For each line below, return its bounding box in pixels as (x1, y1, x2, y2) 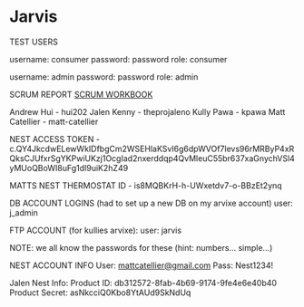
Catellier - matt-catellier (9, 116, 99, 127)
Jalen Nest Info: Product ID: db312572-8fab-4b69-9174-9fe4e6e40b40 (9, 277, 278, 288)
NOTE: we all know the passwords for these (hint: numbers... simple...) (9, 242, 273, 253)
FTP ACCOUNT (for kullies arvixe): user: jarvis (9, 225, 182, 235)
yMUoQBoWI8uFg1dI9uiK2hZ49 (9, 162, 129, 173)
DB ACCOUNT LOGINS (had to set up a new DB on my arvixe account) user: (9, 197, 293, 208)
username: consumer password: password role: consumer (9, 53, 228, 64)
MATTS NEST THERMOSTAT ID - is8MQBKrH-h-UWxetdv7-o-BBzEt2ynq (9, 179, 283, 191)
